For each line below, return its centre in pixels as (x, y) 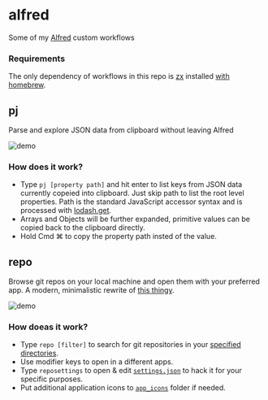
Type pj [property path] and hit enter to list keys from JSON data (131, 185)
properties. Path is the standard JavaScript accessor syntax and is (131, 202)
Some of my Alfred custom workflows (72, 37)
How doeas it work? (48, 327)
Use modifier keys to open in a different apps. (97, 362)
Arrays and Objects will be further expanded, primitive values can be (135, 219)
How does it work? (46, 167)
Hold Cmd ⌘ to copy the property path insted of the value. (119, 237)
